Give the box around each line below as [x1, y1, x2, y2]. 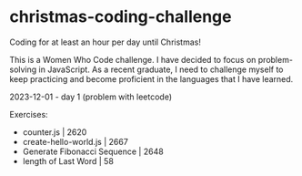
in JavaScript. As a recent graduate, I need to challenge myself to [38, 64, 284, 75]
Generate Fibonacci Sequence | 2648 [22, 146, 164, 157]
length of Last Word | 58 [22, 155, 114, 166]
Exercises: [9, 109, 48, 119]
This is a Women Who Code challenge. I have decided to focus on [9, 54, 257, 65]
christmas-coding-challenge [9, 6, 232, 27]
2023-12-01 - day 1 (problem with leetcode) [9, 91, 173, 102]
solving [9, 64, 37, 75]
